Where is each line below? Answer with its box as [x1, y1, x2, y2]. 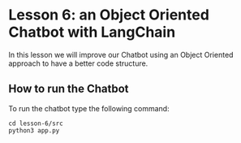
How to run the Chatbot [8, 82, 129, 96]
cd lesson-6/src [8, 119, 63, 128]
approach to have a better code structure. [8, 58, 148, 68]
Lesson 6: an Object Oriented [8, 6, 209, 24]
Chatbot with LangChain [8, 23, 176, 41]
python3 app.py [8, 126, 60, 135]
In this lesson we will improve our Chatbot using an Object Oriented [8, 50, 234, 59]
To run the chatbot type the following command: [8, 103, 170, 113]
